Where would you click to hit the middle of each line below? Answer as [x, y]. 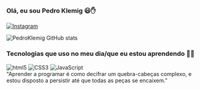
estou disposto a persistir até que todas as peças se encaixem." [87, 81]
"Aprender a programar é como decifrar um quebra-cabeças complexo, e [99, 74]
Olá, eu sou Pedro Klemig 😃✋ [51, 10]
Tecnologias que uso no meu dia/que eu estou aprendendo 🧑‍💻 [101, 54]
